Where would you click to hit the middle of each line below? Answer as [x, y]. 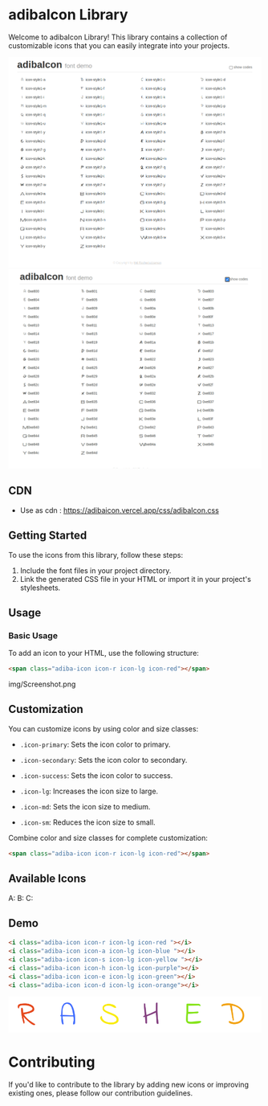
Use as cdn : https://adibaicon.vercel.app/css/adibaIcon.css [119, 510]
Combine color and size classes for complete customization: [108, 838]
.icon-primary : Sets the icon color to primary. [95, 744]
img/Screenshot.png [42, 684]
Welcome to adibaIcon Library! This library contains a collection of [118, 37]
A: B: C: [21, 898]
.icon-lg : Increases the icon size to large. [89, 791]
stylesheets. [40, 588]
